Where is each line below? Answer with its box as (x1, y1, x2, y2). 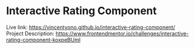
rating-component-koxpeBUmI (6, 36, 81, 43)
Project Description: (6, 30, 55, 37)
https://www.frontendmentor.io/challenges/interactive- (56, 30, 189, 37)
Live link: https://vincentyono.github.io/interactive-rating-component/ (6, 24, 175, 31)
